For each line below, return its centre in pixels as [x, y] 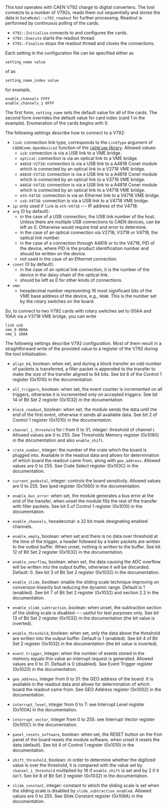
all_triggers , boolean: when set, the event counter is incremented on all [87, 389]
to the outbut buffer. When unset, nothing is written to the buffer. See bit [86, 547]
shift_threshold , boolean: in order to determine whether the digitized [84, 760]
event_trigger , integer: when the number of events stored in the [78, 653]
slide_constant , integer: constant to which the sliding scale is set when [86, 785]
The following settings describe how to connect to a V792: [65, 133]
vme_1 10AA [16, 334]
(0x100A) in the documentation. [45, 710]
